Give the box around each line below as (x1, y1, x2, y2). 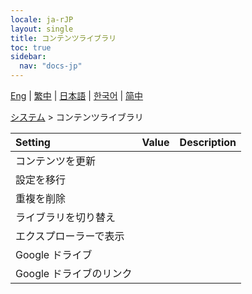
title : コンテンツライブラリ (10, 33, 117, 43)
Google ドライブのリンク (15, 267, 133, 280)
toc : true (10, 42, 52, 53)
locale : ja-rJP (10, 14, 74, 25)
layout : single (10, 24, 74, 34)
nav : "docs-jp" (19, 61, 83, 71)
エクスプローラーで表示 (15, 229, 125, 243)
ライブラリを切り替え (15, 211, 117, 224)
